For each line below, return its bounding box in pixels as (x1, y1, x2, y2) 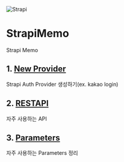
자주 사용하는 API (6, 115, 47, 122)
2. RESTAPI (6, 98, 49, 109)
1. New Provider (6, 64, 66, 74)
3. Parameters (6, 133, 60, 143)
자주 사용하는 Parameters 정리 (6, 149, 78, 157)
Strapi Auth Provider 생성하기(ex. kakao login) (6, 80, 119, 88)
